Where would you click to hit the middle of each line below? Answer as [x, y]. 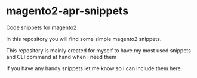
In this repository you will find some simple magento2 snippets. [84, 39]
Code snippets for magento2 [41, 27]
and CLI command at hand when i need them [61, 57]
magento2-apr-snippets [67, 11]
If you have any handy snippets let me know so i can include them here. [94, 68]
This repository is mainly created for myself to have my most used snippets [98, 50]
